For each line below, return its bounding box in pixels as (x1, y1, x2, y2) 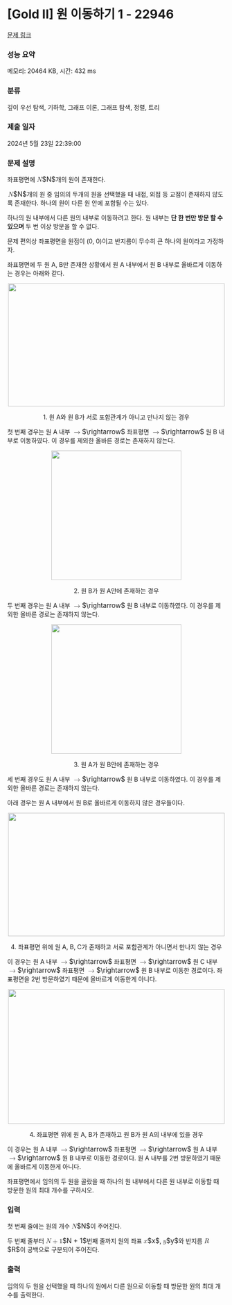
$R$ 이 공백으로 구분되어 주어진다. (7, 1245, 100, 1254)
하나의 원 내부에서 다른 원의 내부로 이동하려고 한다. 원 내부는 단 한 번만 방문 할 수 (7, 213, 223, 222)
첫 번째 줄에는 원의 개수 (7, 1222, 71, 1231)
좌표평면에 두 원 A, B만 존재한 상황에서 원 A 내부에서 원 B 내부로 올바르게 (7, 261, 204, 269)
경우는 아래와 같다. (14, 269, 64, 278)
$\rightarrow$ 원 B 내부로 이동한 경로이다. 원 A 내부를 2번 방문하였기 (17, 1154, 209, 1163)
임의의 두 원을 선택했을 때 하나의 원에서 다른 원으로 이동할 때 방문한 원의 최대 (7, 1281, 214, 1290)
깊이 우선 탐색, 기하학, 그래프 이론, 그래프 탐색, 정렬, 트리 (7, 103, 160, 111)
